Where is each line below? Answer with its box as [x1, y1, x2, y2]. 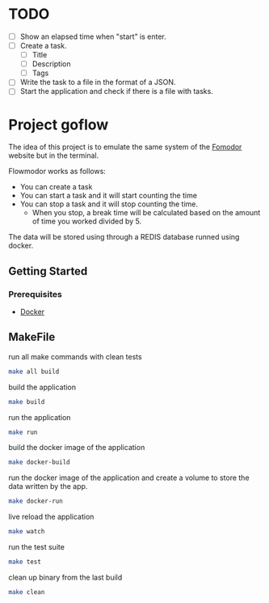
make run [8, 428, 38, 436]
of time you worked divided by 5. [32, 216, 142, 227]
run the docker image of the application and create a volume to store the [8, 473, 250, 482]
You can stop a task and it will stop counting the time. [19, 199, 199, 209]
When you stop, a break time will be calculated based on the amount [32, 208, 261, 218]
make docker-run [8, 497, 63, 506]
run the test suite [8, 542, 65, 552]
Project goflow [8, 115, 109, 134]
